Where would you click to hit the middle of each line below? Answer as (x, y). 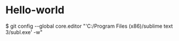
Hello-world (35, 10)
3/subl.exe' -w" (24, 32)
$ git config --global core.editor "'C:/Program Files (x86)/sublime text (89, 26)
